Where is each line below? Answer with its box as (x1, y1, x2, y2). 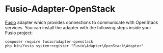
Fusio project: (5, 30, 33, 35)
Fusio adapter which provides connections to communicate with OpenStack (5, 19, 159, 25)
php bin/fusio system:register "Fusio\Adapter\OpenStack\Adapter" (5, 43, 144, 48)
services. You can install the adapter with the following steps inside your (5, 24, 151, 30)
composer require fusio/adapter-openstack (5, 39, 93, 44)
